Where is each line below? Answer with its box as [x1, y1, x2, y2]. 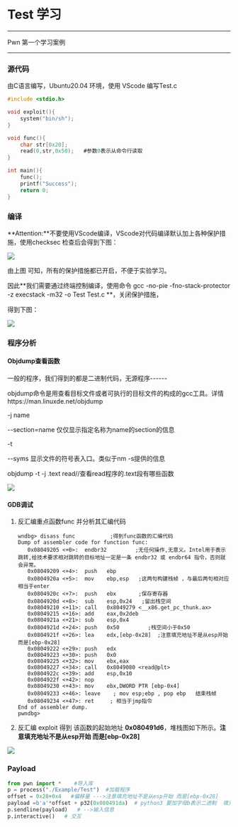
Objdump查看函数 [7, 357, 60, 365]
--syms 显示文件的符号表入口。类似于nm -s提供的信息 [7, 455, 166, 463]
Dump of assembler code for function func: [17, 539, 149, 546]
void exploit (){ [7, 109, 55, 116]
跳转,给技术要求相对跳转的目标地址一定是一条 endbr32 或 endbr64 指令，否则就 [17, 554, 226, 561]
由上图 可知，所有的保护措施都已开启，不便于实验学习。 [7, 266, 171, 274]
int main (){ [7, 167, 42, 174]
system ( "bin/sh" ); [20, 115, 74, 122]
